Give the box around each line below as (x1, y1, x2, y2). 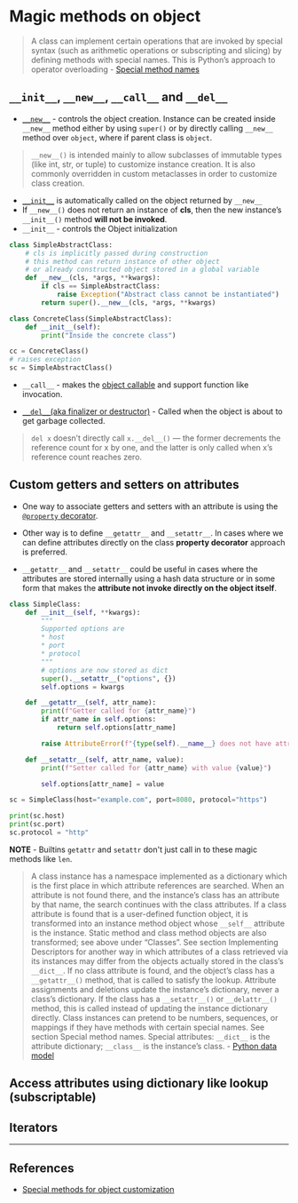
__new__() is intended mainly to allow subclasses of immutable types (30, 149, 282, 160)
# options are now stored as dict (41, 665, 169, 674)
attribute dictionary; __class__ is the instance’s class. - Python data (30, 1040, 278, 1051)
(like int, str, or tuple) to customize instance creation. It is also (30, 158, 255, 170)
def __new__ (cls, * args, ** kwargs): (25, 274, 161, 283)
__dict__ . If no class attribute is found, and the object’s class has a (30, 965, 275, 976)
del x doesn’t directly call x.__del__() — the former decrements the (30, 433, 281, 443)
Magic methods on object (9, 6, 201, 27)
